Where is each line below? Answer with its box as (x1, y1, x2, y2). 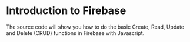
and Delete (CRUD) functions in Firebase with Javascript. (6, 29, 145, 36)
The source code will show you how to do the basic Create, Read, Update (6, 23, 184, 30)
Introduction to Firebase (6, 4, 126, 17)
